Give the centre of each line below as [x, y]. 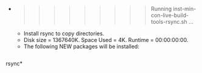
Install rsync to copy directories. [64, 33]
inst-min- [184, 9]
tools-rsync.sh [169, 22]
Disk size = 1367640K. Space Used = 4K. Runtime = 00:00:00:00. [106, 40]
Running [161, 9]
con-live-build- [170, 15]
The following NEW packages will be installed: [81, 46]
